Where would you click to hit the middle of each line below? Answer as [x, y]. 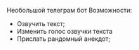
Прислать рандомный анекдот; [63, 39]
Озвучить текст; [41, 24]
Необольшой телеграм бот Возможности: [69, 10]
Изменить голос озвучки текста [65, 31]
